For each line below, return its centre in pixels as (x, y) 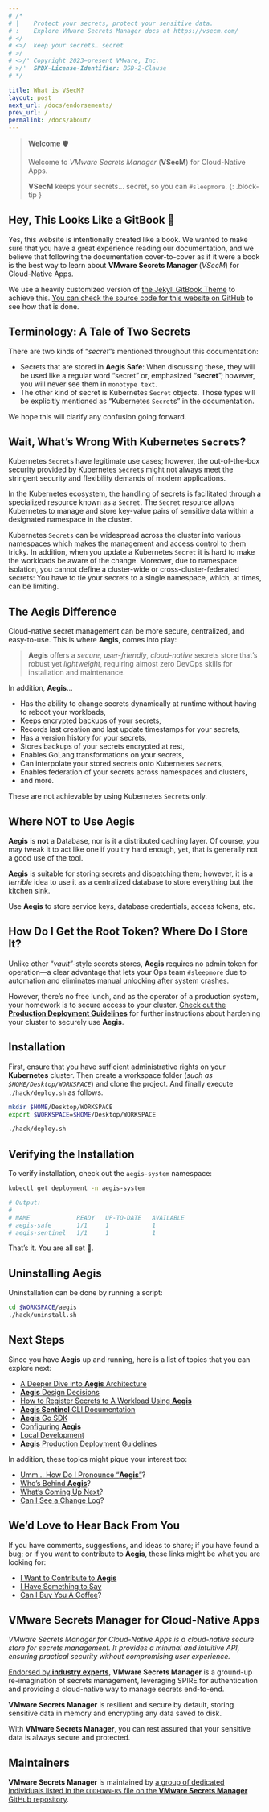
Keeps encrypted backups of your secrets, (91, 720)
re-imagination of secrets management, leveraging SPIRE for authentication (133, 1681)
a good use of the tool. (46, 858)
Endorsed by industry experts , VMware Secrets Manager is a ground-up (130, 1672)
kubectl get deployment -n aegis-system (77, 1188)
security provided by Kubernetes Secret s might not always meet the (121, 470)
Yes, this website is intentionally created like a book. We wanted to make (128, 239)
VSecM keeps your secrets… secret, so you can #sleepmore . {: (131, 186)
